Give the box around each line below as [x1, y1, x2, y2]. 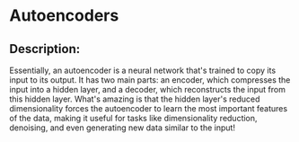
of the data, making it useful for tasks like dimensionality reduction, [9, 113, 258, 123]
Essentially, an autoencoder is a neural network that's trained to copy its [9, 65, 277, 75]
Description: [9, 41, 81, 57]
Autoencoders [9, 5, 119, 26]
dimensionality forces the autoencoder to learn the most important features [9, 103, 288, 113]
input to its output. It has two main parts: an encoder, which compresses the [9, 75, 291, 85]
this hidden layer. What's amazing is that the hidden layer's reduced [9, 93, 260, 104]
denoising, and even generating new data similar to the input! [9, 122, 236, 133]
